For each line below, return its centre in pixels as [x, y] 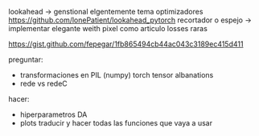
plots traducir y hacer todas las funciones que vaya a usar [116, 123]
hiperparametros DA [53, 114]
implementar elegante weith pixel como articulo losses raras [108, 28]
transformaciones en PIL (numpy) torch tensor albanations [117, 75]
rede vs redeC [44, 84]
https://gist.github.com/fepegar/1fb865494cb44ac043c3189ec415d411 [126, 44]
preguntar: [26, 60]
